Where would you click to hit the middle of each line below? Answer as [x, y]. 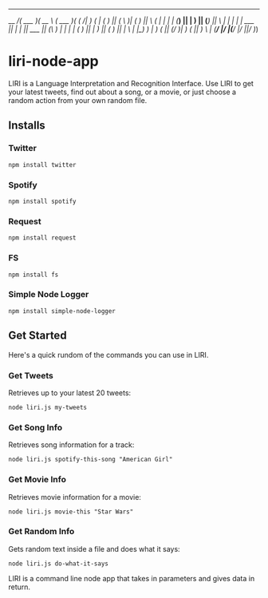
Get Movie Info [37, 480]
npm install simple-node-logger [62, 311]
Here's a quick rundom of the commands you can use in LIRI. [108, 354]
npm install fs [33, 275]
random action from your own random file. [78, 100]
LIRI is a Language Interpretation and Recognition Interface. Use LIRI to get [131, 83]
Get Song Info [35, 427]
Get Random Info [41, 532]
